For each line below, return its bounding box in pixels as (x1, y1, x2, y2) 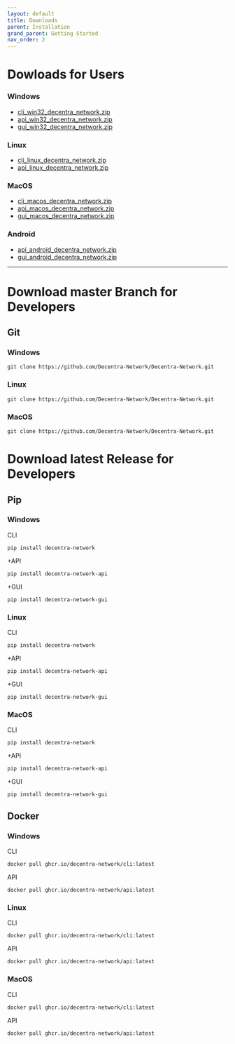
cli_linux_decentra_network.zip (17, 156, 107, 164)
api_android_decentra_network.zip (17, 245, 117, 253)
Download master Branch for (7, 283, 178, 300)
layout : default (7, 10, 55, 18)
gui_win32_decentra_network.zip (17, 122, 113, 130)
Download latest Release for (7, 451, 174, 467)
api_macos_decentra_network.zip (17, 204, 115, 213)
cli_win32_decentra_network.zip (17, 107, 111, 116)
